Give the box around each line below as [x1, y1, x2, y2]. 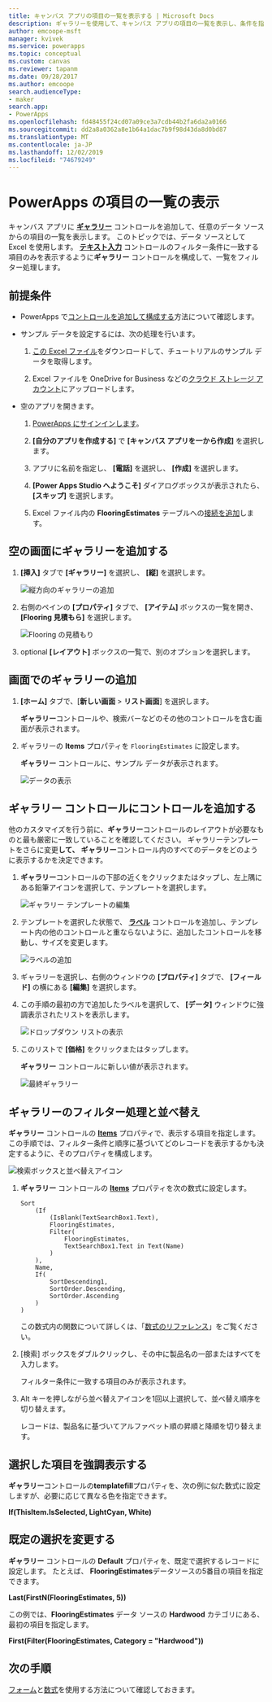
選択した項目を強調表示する [8, 1458, 148, 1472]
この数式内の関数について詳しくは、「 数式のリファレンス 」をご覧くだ [19, 1322, 252, 1332]
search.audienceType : [8, 87, 82, 96]
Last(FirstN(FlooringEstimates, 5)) [8, 1592, 127, 1602]
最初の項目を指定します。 [8, 1619, 93, 1629]
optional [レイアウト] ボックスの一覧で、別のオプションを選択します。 [19, 646, 255, 656]
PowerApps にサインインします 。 [32, 418, 144, 428]
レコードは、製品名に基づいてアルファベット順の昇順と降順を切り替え [19, 1421, 256, 1431]
